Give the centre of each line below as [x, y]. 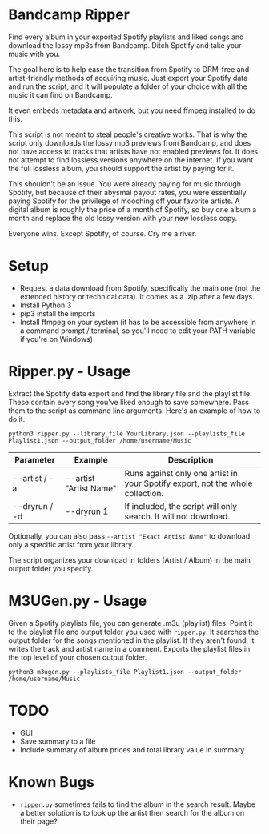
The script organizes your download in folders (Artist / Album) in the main [129, 560]
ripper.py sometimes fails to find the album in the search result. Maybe [138, 804]
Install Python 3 [46, 305]
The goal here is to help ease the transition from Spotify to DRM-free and [129, 69]
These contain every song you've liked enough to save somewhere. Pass [129, 402]
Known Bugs [51, 782]
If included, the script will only [181, 506]
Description [191, 459]
